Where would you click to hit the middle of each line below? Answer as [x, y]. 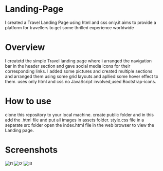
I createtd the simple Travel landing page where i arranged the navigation [78, 61]
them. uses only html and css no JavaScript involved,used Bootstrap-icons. [81, 81]
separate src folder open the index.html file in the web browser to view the [80, 125]
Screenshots [31, 150]
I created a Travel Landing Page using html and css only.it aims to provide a [81, 22]
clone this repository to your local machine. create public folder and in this [80, 114]
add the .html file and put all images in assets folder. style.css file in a [75, 120]
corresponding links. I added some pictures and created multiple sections [79, 71]
